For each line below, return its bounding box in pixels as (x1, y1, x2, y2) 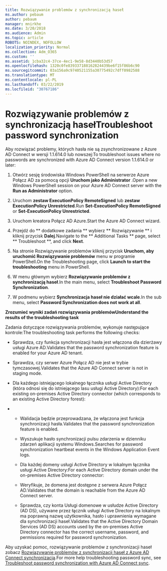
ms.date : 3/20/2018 (5, 26, 46, 31)
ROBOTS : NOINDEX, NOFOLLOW (5, 40, 61, 45)
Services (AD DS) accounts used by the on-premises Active (19, 524, 143, 530)
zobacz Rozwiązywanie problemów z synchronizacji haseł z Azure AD (5, 549, 149, 555)
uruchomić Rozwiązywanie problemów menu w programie (12, 253, 135, 259)
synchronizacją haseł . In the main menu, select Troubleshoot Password (12, 279, 161, 285)
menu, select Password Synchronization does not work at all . (12, 300, 141, 306)
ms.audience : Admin (5, 31, 46, 36)
